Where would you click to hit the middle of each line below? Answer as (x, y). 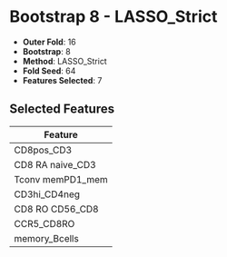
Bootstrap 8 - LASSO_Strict (113, 17)
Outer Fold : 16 (49, 42)
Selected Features (62, 109)
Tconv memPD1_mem (61, 179)
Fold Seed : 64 (49, 71)
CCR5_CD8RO (44, 223)
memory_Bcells (46, 238)
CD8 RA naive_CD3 (55, 164)
